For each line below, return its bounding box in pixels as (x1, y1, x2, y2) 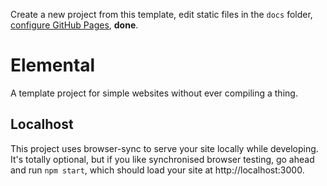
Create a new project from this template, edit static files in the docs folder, (10, 9, 313, 20)
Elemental (10, 54, 96, 77)
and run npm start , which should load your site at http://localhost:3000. (10, 164, 305, 176)
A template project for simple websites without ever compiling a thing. (10, 87, 298, 99)
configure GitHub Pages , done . (10, 19, 139, 31)
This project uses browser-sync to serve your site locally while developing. (10, 142, 319, 154)
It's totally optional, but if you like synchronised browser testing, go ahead (10, 153, 315, 165)
